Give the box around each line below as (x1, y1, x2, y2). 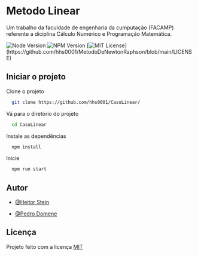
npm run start (11, 166, 47, 172)
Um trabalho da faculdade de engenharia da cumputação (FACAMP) (6, 24, 174, 31)
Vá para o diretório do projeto (6, 110, 79, 117)
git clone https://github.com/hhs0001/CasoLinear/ (11, 99, 141, 105)
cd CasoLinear (11, 121, 47, 128)
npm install (11, 144, 42, 150)
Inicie (6, 155, 20, 162)
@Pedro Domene (14, 210, 57, 217)
